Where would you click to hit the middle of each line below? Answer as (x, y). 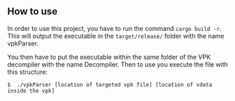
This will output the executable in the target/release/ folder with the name (116, 36)
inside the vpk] (31, 90)
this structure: (27, 72)
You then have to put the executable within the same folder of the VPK (109, 57)
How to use (32, 12)
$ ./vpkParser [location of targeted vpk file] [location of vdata (110, 85)
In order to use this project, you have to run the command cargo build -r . (114, 28)
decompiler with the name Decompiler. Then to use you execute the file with (118, 64)
